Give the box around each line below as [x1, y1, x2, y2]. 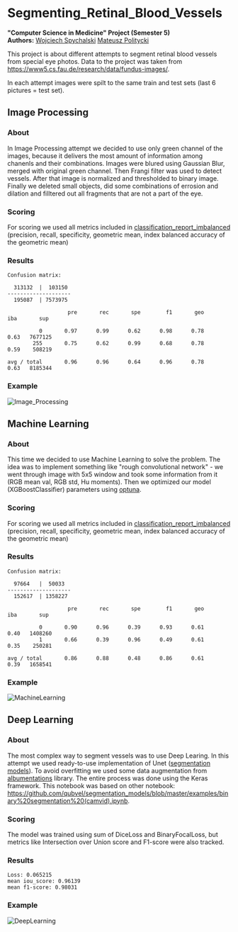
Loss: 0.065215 [7, 872, 52, 879]
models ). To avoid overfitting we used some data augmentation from [7, 766, 208, 775]
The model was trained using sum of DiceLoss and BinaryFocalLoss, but [7, 831, 218, 839]
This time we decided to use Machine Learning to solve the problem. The [7, 455, 221, 464]
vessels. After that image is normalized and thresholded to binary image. [7, 174, 219, 182]
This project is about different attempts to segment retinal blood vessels [7, 50, 217, 58]
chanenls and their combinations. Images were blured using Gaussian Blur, [7, 159, 225, 167]
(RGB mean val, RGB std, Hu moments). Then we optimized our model [7, 478, 211, 486]
